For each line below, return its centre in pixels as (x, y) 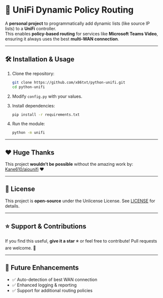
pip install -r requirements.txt (46, 114)
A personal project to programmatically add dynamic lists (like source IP (77, 23)
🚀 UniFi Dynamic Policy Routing (69, 10)
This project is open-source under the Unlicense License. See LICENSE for (80, 201)
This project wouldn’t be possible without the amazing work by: (69, 164)
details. (12, 206)
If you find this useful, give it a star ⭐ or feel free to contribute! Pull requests (81, 241)
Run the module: (28, 124)
